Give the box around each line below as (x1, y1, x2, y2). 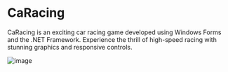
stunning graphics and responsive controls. (7, 43, 133, 51)
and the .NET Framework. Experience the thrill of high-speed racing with (7, 35, 217, 43)
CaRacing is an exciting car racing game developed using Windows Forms (7, 28, 222, 36)
